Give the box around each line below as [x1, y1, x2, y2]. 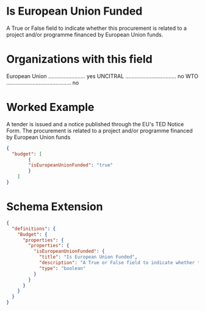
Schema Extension [6, 200, 103, 214]
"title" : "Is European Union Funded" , [38, 254, 138, 260]
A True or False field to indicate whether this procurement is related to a [6, 24, 187, 32]
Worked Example [6, 101, 95, 114]
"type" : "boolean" [38, 265, 86, 271]
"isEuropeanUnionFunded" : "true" [28, 162, 113, 168]
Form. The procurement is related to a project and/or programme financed [6, 127, 193, 134]
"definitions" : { [12, 226, 56, 232]
